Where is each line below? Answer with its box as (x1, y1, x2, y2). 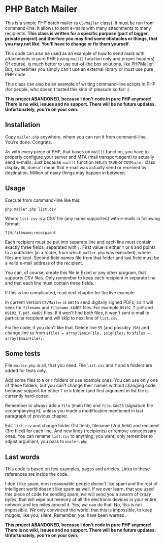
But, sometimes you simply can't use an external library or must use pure (5, 66, 154, 72)
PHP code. (5, 71, 27, 77)
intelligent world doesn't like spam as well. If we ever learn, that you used (5, 486, 154, 492)
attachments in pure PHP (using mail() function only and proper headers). (5, 55, 156, 61)
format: (5, 221, 20, 226)
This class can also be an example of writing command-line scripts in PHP (5, 81, 156, 87)
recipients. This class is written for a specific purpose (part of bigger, (5, 30, 149, 36)
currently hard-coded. (5, 393, 50, 399)
